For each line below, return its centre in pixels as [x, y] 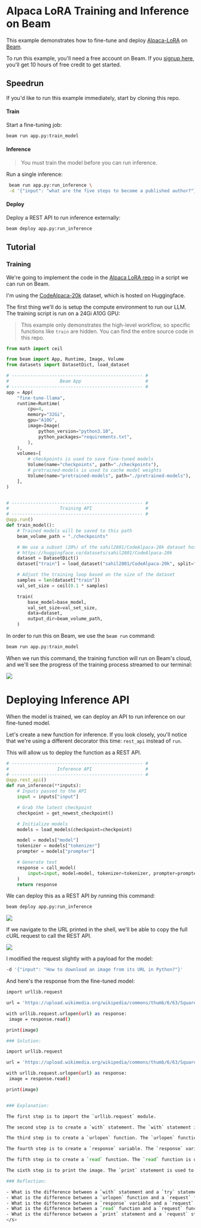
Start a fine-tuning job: [34, 124]
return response [37, 884]
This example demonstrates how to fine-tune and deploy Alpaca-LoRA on [97, 40]
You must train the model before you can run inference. [89, 163]
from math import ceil [34, 348]
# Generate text [37, 862]
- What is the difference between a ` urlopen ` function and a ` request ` [99, 1197]
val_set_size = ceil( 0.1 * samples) [63, 586]
